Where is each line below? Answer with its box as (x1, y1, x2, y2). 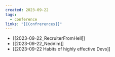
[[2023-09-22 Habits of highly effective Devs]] (12, 46, 110, 52)
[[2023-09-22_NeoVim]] (12, 41, 64, 47)
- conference (10, 17, 37, 22)
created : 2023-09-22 (5, 7, 49, 13)
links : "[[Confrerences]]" (5, 21, 62, 27)
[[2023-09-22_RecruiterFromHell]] (12, 35, 85, 41)
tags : (5, 12, 17, 17)
